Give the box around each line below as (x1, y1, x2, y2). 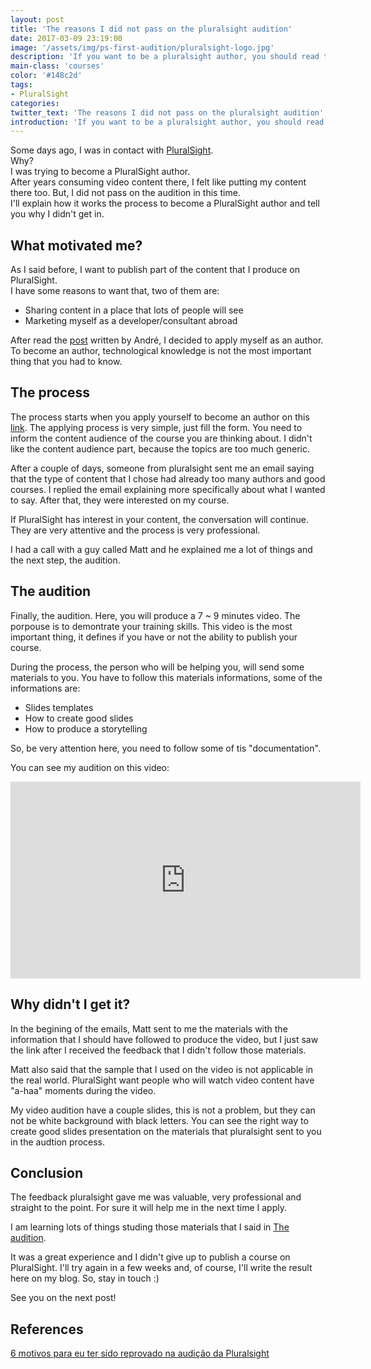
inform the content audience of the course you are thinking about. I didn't (10, 432, 313, 444)
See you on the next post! (10, 1292, 117, 1304)
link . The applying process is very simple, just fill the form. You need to (10, 421, 303, 433)
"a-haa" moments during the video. (10, 1084, 157, 1096)
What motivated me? (10, 237, 143, 254)
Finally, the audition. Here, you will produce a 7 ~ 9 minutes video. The (10, 609, 301, 621)
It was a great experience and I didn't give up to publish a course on (10, 1251, 291, 1263)
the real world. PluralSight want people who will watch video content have (10, 1074, 315, 1086)
